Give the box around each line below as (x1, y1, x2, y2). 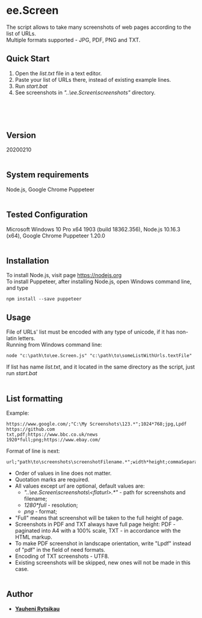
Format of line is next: (6, 447, 60, 454)
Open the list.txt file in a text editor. (14, 70, 102, 77)
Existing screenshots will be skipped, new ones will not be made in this (14, 559, 191, 566)
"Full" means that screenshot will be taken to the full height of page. (14, 515, 183, 522)
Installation (6, 255, 49, 266)
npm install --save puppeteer (6, 296, 82, 302)
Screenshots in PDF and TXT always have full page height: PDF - (14, 521, 176, 528)
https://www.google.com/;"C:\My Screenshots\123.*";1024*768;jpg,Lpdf (6, 421, 187, 427)
